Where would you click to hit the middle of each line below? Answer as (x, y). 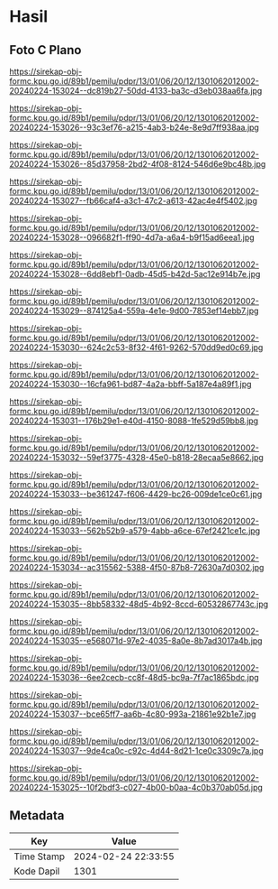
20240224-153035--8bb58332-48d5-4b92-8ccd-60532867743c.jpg (139, 604)
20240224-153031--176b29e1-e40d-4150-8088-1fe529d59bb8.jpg (134, 421)
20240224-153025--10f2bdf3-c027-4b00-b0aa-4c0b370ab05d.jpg (136, 787)
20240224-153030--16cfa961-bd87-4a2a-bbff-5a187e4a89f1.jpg (130, 384)
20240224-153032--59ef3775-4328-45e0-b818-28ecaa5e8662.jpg (136, 457)
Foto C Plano (45, 50)
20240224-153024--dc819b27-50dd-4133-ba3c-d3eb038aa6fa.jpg (136, 91)
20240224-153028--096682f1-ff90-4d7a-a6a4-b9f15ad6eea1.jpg (132, 237)
